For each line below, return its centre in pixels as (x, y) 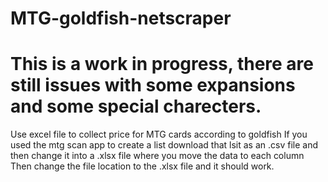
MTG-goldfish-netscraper (121, 18)
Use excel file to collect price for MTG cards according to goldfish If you (159, 134)
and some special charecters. (136, 106)
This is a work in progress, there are (162, 64)
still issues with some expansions (153, 85)
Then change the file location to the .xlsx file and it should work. (142, 166)
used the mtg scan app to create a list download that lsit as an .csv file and (164, 145)
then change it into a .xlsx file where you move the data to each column (157, 156)
